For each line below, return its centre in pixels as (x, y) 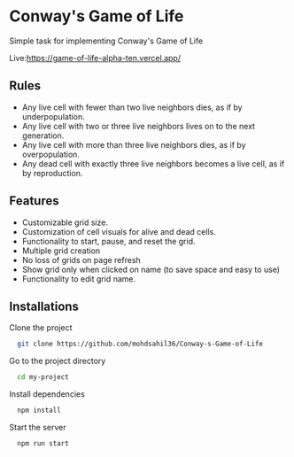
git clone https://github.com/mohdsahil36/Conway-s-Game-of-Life (140, 344)
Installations (44, 306)
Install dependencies (47, 394)
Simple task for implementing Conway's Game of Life (106, 41)
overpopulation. (50, 154)
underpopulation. (54, 116)
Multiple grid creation (61, 251)
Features (34, 201)
